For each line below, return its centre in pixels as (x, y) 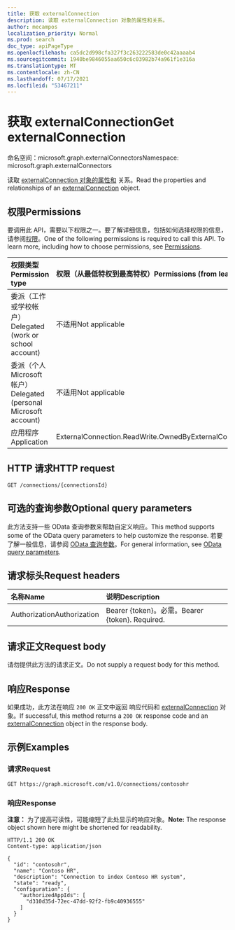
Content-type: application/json (54, 847)
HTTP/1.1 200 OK (31, 840)
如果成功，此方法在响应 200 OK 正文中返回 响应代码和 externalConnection (113, 707)
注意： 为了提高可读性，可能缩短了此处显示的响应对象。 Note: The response (116, 819)
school (22, 344)
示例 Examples (38, 748)
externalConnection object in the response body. (78, 724)
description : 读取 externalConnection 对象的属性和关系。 (88, 20)
